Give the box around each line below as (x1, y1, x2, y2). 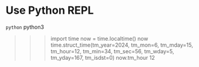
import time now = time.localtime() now (50, 35, 148, 42)
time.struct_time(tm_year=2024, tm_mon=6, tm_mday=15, (50, 41, 194, 48)
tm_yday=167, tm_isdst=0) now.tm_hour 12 (50, 54, 155, 61)
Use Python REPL (5, 4, 94, 17)
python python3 (5, 23, 45, 31)
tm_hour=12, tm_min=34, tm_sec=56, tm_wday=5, (50, 47, 174, 54)
